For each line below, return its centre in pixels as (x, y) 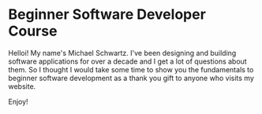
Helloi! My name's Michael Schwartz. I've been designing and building (122, 53)
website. (22, 86)
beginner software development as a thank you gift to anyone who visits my (131, 78)
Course (33, 31)
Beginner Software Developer (107, 15)
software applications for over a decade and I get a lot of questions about (127, 61)
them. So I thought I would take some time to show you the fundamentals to (131, 69)
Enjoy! (19, 101)
